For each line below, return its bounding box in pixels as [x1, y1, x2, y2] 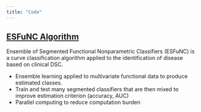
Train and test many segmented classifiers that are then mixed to [15, 86, 179, 93]
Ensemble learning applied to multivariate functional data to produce [15, 73, 188, 80]
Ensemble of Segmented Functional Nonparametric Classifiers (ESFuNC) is [6, 48, 195, 55]
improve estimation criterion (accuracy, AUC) [15, 92, 130, 100]
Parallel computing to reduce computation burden [15, 99, 141, 106]
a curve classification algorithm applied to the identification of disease [6, 54, 183, 62]
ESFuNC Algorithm [6, 32, 79, 42]
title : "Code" [6, 9, 43, 15]
